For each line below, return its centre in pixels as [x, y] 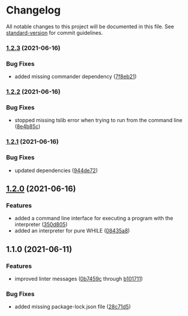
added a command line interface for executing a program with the [94, 218]
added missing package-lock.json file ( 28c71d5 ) [73, 307]
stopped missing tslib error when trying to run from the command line [98, 120]
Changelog [33, 10]
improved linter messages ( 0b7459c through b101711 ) [79, 278]
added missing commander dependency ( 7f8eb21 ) [76, 76]
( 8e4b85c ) [28, 126]
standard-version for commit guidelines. [54, 32]
